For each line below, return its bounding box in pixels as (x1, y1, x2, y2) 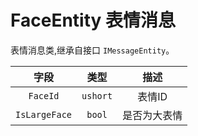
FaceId (28, 90, 60, 101)
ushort (81, 90, 113, 101)
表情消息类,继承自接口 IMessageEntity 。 (10, 44, 175, 56)
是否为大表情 (122, 108, 183, 122)
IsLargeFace (15, 109, 73, 120)
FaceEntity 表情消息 (10, 9, 177, 32)
